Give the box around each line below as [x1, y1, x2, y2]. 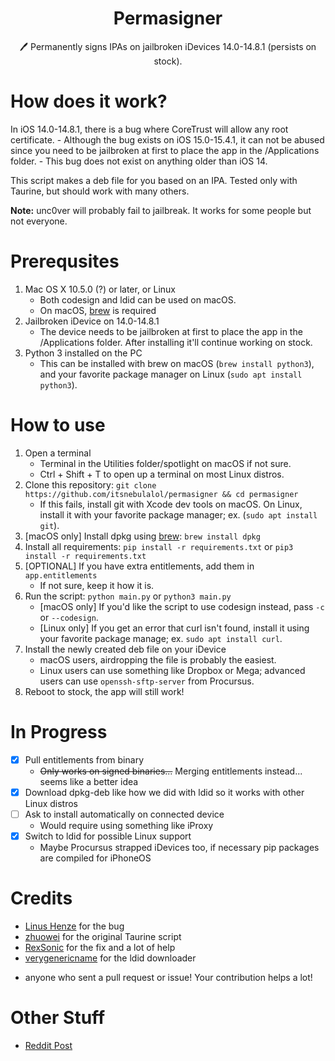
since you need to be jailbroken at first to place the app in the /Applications [10, 144, 320, 156]
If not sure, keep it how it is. [39, 579, 155, 591]
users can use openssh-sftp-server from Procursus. [39, 675, 255, 687]
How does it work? [10, 90, 168, 113]
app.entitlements [24, 570, 98, 581]
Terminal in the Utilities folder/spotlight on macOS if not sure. [39, 457, 292, 469]
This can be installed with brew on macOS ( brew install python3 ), [39, 357, 315, 369]
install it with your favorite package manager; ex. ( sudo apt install [39, 508, 318, 521]
